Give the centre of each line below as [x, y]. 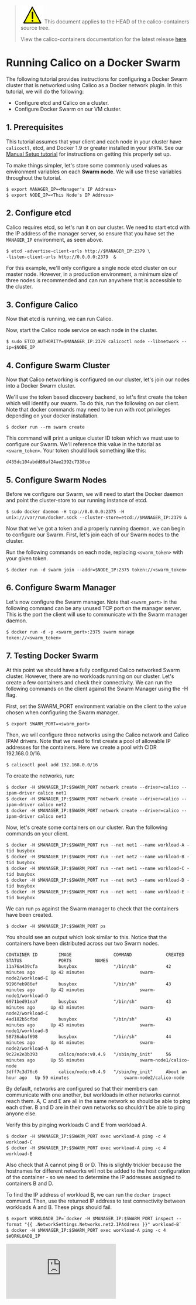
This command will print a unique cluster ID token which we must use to [93, 438]
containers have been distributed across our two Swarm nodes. [83, 943]
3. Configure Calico [42, 305]
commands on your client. [37, 833]
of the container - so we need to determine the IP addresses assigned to [94, 1177]
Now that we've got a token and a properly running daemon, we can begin [96, 528]
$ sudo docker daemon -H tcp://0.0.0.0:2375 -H [65, 512]
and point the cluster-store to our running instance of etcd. [77, 500]
